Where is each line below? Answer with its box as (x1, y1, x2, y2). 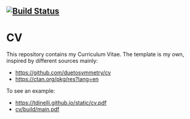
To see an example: (6, 87, 55, 95)
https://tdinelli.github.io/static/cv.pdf (15, 99, 107, 107)
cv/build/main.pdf (15, 106, 60, 113)
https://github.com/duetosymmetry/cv (15, 69, 111, 76)
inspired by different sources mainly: (6, 57, 99, 65)
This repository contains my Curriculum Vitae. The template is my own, (6, 51, 185, 58)
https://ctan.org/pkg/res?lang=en (15, 76, 99, 83)
